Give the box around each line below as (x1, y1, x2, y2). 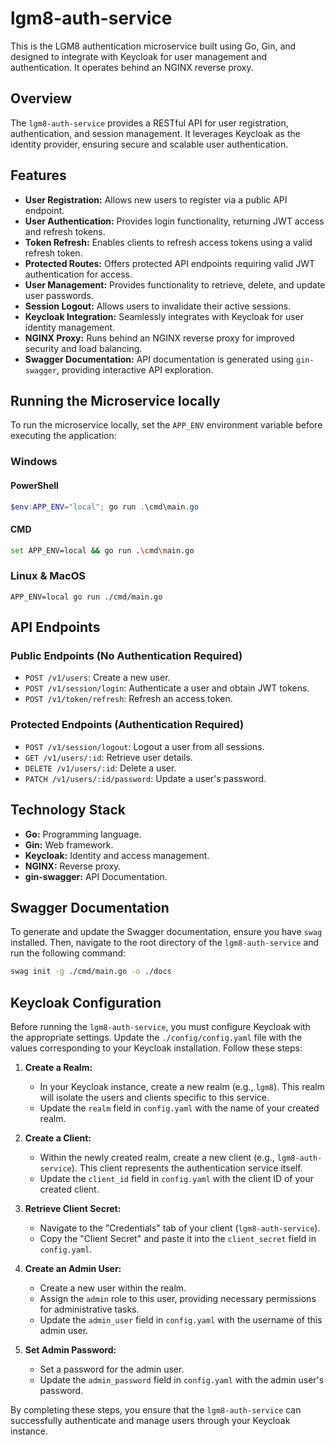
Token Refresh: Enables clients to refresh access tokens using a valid (24, 236, 313, 248)
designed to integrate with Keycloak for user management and (10, 50, 268, 62)
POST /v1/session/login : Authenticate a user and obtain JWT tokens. (24, 682, 310, 694)
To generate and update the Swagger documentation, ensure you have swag (10, 926, 323, 938)
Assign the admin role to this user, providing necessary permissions (39, 1293, 317, 1305)
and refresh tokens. (24, 225, 106, 237)
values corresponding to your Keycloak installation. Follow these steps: (10, 1042, 303, 1054)
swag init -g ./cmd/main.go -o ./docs (10, 967, 172, 977)
